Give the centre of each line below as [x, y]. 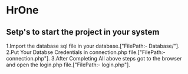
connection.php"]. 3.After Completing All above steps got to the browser [94, 58]
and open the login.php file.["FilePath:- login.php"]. [68, 65]
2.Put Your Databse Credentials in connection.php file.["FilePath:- [86, 52]
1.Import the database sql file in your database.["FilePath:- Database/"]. [93, 46]
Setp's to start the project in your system [83, 32]
